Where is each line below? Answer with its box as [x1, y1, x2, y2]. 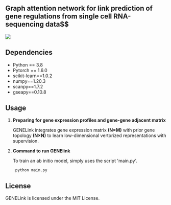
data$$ [45, 20, 69, 29]
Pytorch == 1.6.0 [12, 67, 47, 73]
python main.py [15, 168, 47, 173]
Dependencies [5, 48, 53, 57]
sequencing [5, 20, 44, 29]
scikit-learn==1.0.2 [12, 73, 53, 79]
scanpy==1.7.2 [12, 83, 43, 89]
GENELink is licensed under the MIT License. [5, 195, 100, 201]
